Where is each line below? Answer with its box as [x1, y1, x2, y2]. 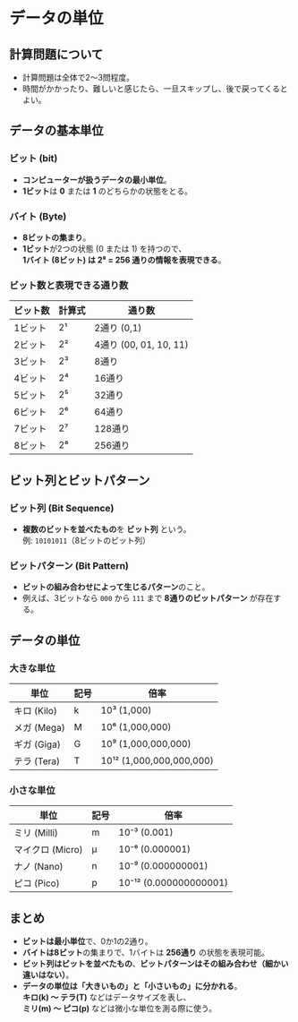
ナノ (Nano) [13, 861, 64, 873]
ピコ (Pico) [13, 877, 60, 889]
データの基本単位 [9, 123, 104, 139]
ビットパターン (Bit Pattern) [9, 559, 130, 571]
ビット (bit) [9, 152, 58, 165]
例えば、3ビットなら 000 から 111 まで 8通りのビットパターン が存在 [21, 593, 274, 604]
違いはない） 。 [21, 969, 74, 981]
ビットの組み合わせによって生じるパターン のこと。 [21, 581, 210, 592]
